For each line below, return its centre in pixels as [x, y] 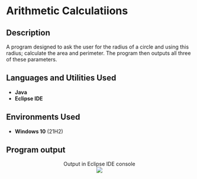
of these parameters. [32, 59]
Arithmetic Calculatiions [67, 11]
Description [28, 33]
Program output [36, 150]
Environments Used [43, 117]
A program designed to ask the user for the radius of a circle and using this [98, 47]
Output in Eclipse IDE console [99, 164]
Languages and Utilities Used [61, 78]
